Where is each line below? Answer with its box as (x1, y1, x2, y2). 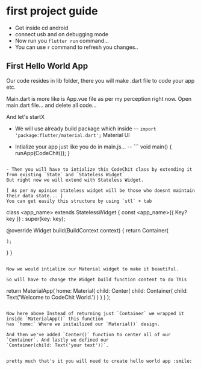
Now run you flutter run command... (14, 37, 110, 44)
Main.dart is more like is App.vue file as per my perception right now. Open (6, 95, 192, 102)
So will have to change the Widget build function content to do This (6, 276, 187, 282)
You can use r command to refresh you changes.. (14, 43, 138, 51)
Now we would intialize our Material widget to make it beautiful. (6, 266, 179, 272)
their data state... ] (6, 193, 63, 199)
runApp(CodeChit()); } (14, 149, 70, 156)
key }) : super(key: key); (6, 215, 66, 222)
